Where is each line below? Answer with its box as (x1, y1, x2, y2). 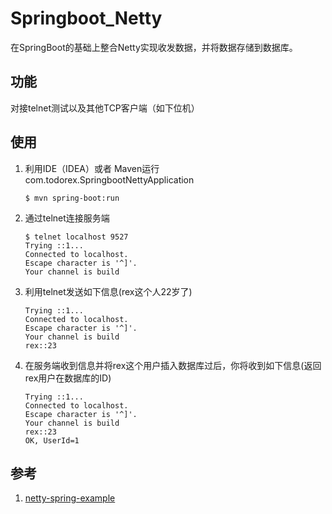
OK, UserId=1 (24, 435, 80, 446)
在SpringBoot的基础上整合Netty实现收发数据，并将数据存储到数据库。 (10, 41, 298, 53)
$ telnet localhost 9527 (24, 232, 129, 242)
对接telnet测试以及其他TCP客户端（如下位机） (10, 102, 200, 114)
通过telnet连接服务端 (24, 212, 110, 224)
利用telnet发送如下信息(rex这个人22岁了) (24, 285, 193, 297)
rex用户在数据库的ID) (24, 372, 112, 384)
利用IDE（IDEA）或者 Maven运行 (24, 162, 160, 174)
